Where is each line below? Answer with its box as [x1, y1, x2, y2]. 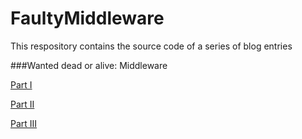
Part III [10, 117, 38, 129]
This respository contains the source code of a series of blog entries [10, 40, 293, 52]
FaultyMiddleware [10, 7, 165, 30]
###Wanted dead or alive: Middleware [10, 59, 168, 71]
